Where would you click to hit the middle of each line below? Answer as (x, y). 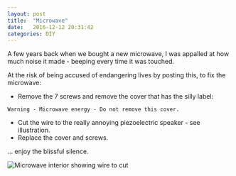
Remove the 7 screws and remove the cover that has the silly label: (116, 97)
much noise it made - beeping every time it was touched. (91, 62)
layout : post (27, 14)
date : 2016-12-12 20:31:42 (50, 27)
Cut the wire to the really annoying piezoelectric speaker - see (109, 123)
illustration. (34, 130)
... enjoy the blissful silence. (48, 152)
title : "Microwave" (38, 21)
